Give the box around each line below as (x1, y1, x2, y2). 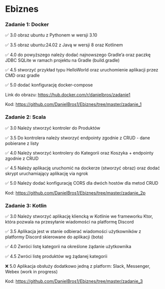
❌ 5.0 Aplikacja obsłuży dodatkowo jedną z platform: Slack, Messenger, (5, 263, 151, 269)
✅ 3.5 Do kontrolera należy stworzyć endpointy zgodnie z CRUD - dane (5, 134, 150, 141)
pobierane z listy (5, 140, 39, 146)
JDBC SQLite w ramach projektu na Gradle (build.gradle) (5, 58, 120, 64)
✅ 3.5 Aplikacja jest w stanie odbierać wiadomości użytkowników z (5, 228, 141, 234)
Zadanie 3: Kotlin (5, 202, 47, 209)
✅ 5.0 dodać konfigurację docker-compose (5, 82, 93, 88)
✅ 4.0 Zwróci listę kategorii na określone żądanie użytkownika (5, 244, 132, 250)
